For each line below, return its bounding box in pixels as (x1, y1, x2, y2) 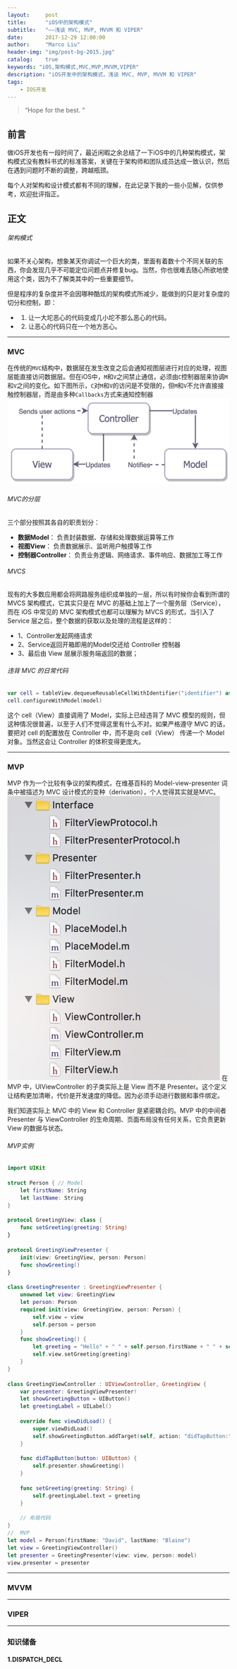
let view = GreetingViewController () (7, 1544, 119, 1551)
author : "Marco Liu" (7, 41, 80, 49)
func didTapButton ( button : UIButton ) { (20, 1455, 138, 1462)
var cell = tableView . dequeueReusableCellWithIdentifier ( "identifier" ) (7, 690, 222, 697)
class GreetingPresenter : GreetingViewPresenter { (7, 1284, 162, 1291)
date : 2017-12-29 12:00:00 (7, 34, 106, 41)
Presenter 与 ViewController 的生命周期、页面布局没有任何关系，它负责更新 (7, 1115, 226, 1124)
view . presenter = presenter (7, 1559, 90, 1567)
